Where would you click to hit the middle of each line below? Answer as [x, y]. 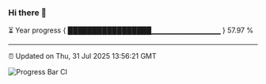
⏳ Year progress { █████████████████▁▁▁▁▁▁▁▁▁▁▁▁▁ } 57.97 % [131, 30]
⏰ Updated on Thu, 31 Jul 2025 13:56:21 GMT [82, 56]
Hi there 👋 [28, 13]
